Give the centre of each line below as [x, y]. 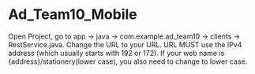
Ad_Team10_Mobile [73, 15]
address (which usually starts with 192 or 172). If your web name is [116, 53]
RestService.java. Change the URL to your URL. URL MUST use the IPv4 [125, 44]
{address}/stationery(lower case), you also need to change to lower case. [128, 61]
